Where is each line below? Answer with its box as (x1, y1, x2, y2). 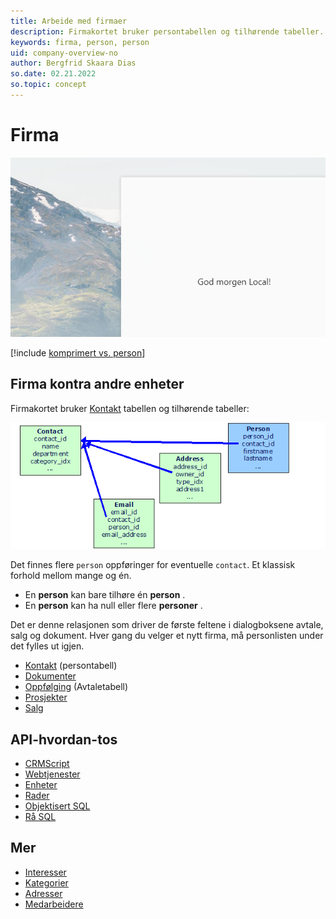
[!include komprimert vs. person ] (10, 346, 146, 359)
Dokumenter (24, 670, 77, 682)
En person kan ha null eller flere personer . (24, 600, 203, 612)
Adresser (24, 887, 63, 899)
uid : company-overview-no (10, 48, 118, 58)
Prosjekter (24, 691, 68, 704)
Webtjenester (24, 768, 81, 780)
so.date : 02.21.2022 (10, 69, 97, 79)
